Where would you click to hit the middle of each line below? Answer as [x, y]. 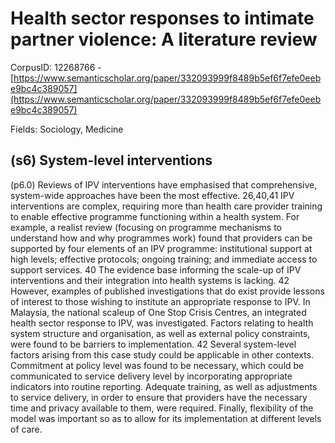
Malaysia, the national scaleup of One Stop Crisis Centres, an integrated [158, 312]
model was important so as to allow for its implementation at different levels [166, 418]
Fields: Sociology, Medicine [67, 129]
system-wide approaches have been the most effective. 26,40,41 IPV [152, 195]
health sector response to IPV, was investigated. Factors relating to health [162, 323]
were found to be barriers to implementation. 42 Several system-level [153, 344]
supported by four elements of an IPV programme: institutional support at [161, 248]
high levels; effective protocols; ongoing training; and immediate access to [164, 259]
